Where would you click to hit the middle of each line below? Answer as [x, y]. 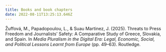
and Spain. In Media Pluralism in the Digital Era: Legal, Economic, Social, [80, 39]
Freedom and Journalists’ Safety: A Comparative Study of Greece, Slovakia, [83, 34]
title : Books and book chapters [39, 10]
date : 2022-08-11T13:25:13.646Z [39, 14]
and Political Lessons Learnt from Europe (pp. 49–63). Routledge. [73, 44]
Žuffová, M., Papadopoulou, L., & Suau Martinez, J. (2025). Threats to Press [83, 28]
